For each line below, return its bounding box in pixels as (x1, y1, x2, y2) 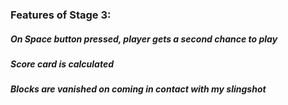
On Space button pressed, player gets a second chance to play (10, 33, 278, 45)
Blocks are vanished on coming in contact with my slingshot (10, 83, 267, 95)
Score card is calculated (10, 58, 114, 70)
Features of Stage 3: (10, 8, 112, 22)
